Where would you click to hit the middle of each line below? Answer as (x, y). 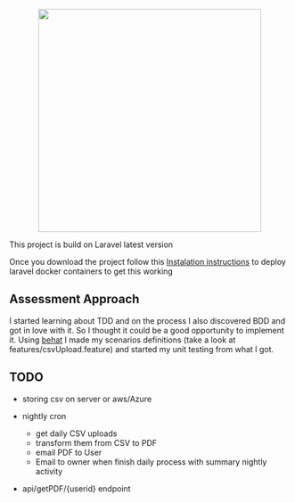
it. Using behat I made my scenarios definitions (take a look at (123, 340)
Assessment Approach (74, 299)
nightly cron (44, 416)
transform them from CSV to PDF (96, 442)
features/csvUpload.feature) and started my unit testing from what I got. (142, 349)
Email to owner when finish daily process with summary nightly (151, 462)
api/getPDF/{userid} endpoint (76, 488)
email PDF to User (69, 452)
